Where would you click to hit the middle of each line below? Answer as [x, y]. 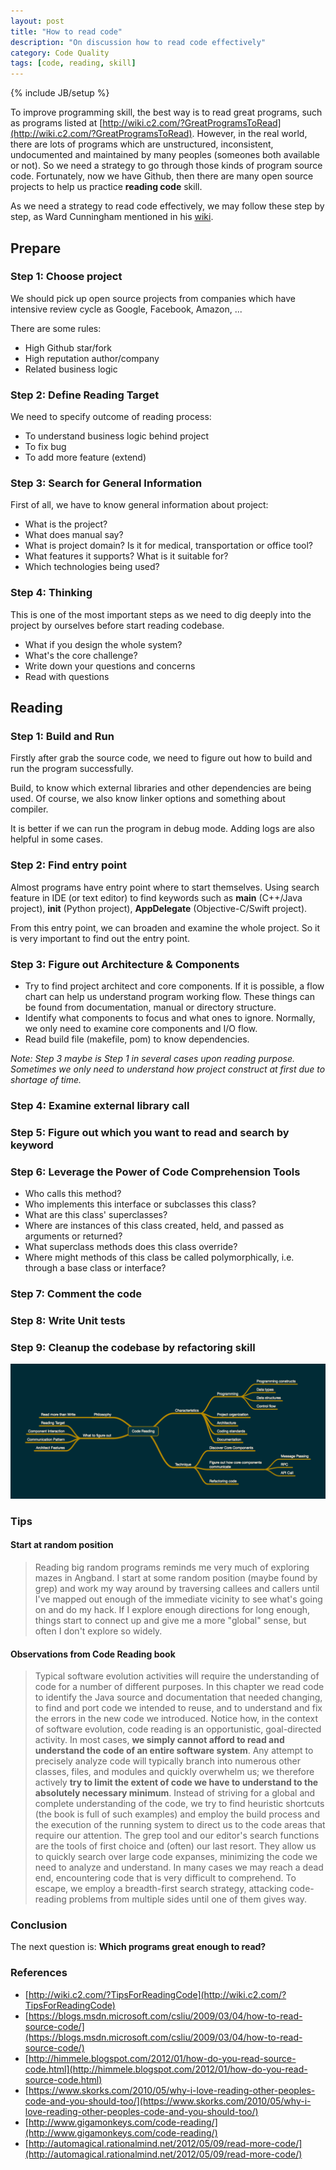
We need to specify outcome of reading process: [111, 417]
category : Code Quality [60, 53]
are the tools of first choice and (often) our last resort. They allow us [175, 1846]
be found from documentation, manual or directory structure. [150, 1007]
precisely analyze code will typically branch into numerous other [168, 1761]
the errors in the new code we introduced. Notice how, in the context [176, 1719]
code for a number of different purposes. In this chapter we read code [179, 1687]
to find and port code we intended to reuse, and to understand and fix [178, 1708]
